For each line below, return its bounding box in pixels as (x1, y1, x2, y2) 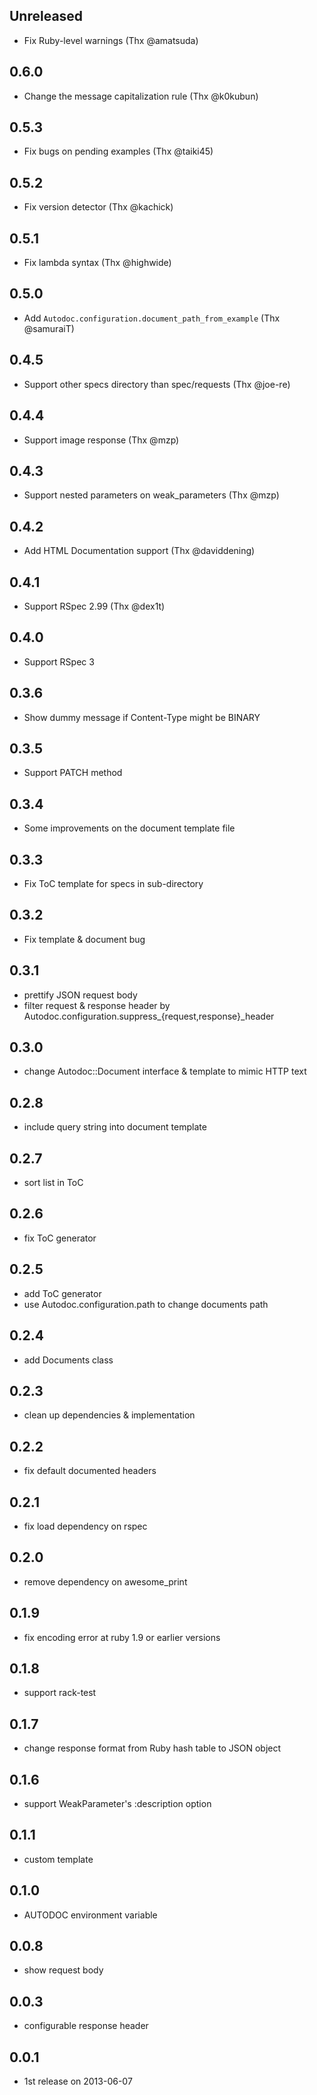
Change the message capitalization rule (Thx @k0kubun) (23, 90, 259, 102)
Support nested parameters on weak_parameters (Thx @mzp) (23, 489, 280, 501)
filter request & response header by (23, 999, 171, 1011)
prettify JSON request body (23, 989, 138, 1001)
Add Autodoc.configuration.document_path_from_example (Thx (23, 312, 281, 324)
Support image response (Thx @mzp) (23, 434, 180, 446)
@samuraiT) (23, 322, 75, 334)
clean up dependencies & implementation (23, 1409, 196, 1421)
